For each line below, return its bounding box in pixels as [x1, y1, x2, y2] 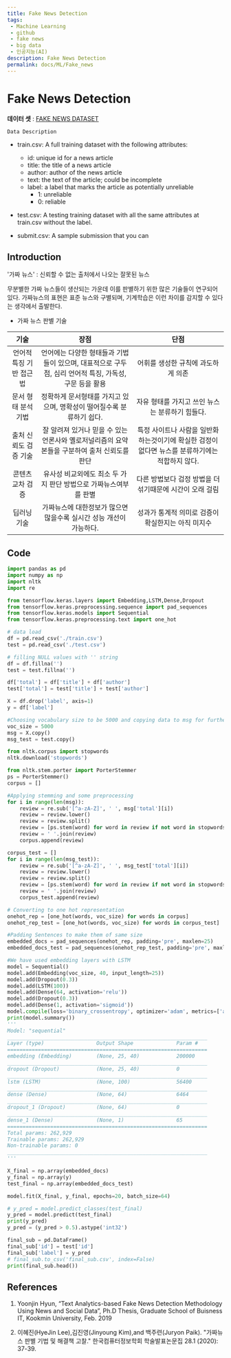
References [7, 1281, 58, 1293]
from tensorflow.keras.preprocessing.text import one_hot [7, 616, 177, 623]
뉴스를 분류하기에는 [159, 446, 219, 456]
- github [10, 29, 36, 36]
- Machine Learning [10, 23, 67, 30]
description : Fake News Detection [7, 55, 107, 62]
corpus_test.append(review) [19, 894, 100, 901]
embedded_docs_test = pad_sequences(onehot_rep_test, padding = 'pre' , [7, 945, 211, 952]
